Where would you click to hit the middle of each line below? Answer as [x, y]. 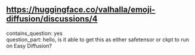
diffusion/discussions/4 [52, 19]
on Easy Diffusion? [29, 46]
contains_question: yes [34, 33]
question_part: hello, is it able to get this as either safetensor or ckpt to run [98, 39]
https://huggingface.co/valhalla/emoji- [81, 10]
